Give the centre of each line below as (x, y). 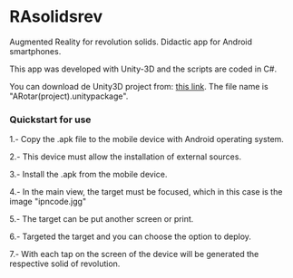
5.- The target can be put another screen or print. (102, 219)
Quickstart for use (50, 120)
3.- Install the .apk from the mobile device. (88, 175)
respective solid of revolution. (65, 264)
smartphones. (35, 51)
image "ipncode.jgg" (48, 202)
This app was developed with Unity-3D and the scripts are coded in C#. (143, 69)
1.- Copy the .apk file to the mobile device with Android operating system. (146, 139)
